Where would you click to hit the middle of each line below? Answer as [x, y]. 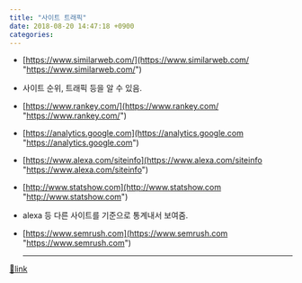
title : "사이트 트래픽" [48, 18]
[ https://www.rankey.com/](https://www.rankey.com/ [120, 106]
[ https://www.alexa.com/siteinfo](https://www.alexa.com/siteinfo [142, 160]
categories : [31, 34]
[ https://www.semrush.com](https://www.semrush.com [125, 233]
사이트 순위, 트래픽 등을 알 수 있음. [82, 88]
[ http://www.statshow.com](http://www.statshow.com [122, 187]
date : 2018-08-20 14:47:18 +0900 [72, 26]
